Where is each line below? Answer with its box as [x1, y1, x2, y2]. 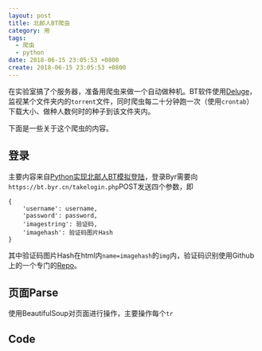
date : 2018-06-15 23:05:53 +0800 [8, 57, 119, 65]
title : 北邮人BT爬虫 [8, 19, 70, 27]
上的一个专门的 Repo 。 [8, 260, 81, 270]
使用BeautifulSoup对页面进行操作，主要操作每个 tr [8, 309, 174, 318]
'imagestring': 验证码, [22, 220, 98, 228]
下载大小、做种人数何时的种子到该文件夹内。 [8, 106, 155, 116]
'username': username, [22, 204, 98, 212]
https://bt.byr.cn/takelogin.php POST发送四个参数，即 [8, 181, 194, 191]
